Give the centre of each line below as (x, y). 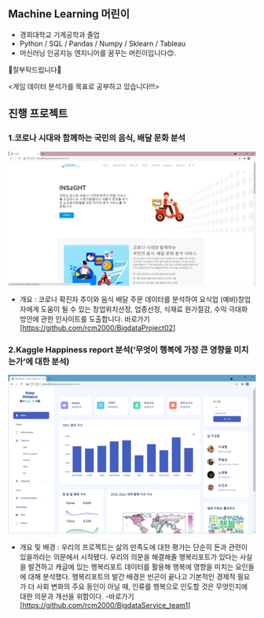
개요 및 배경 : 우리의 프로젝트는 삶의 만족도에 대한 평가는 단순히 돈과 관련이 (134, 547)
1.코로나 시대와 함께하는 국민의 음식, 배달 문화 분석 (97, 138)
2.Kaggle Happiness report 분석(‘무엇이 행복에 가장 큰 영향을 (120, 350)
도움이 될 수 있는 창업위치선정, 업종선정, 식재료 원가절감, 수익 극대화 (144, 309)
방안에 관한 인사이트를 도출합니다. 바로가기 (85, 319)
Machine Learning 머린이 (69, 14)
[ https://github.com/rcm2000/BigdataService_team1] (105, 605)
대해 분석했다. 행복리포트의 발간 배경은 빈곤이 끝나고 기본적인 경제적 (132, 576)
